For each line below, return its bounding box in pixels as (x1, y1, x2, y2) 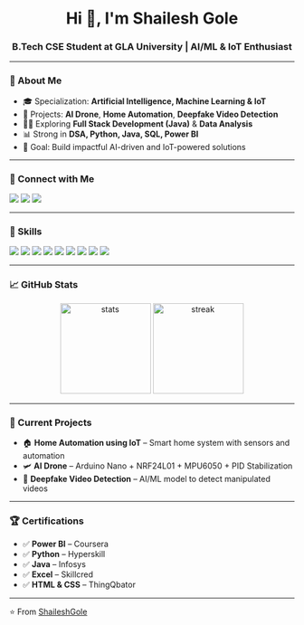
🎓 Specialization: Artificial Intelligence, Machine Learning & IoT (22, 95, 267, 107)
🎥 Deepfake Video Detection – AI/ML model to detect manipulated (22, 473, 271, 484)
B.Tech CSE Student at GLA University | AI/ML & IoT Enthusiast (12, 41, 292, 53)
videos (22, 483, 48, 494)
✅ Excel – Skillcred (22, 569, 93, 580)
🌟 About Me (9, 74, 62, 87)
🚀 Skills (9, 225, 43, 238)
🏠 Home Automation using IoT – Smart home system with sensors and (22, 437, 290, 448)
